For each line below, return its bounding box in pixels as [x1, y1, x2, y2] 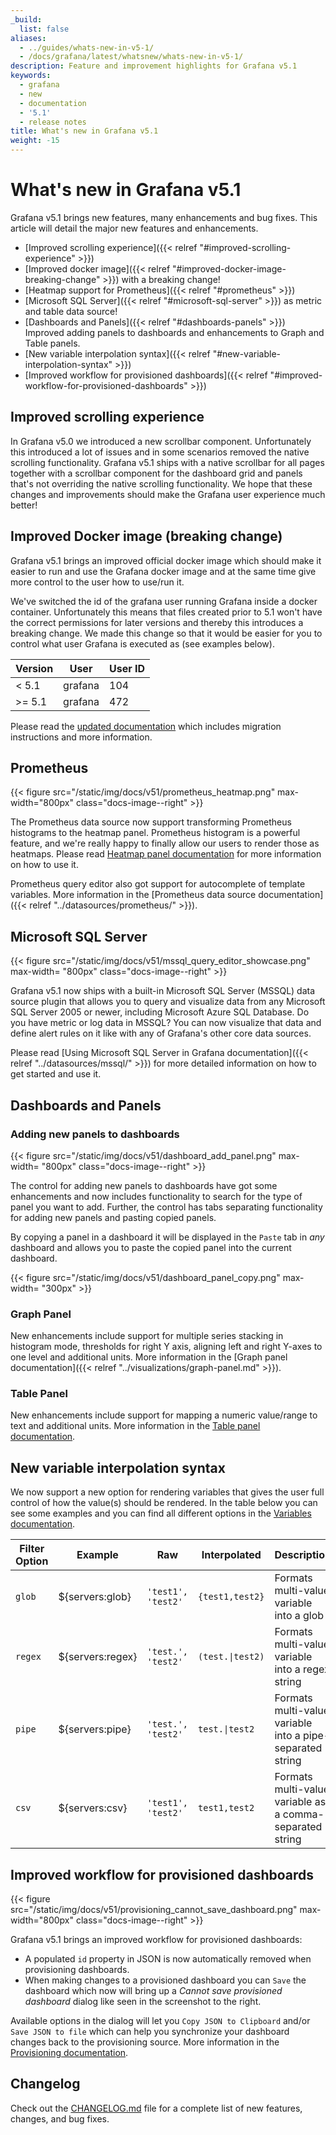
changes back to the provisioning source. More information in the [10, 2036, 280, 2048]
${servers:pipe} [58, 1722, 132, 1736]
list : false [19, 24, 70, 34]
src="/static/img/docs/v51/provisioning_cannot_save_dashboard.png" [10, 1904, 298, 1916]
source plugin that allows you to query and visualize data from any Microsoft [10, 996, 326, 1008]
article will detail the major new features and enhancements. [10, 222, 259, 234]
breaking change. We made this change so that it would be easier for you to [10, 627, 323, 639]
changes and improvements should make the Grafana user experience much [10, 488, 326, 500]
